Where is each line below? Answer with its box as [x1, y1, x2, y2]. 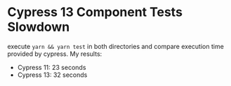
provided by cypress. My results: [7, 50, 103, 58]
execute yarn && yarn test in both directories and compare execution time [7, 42, 225, 50]
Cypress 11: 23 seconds [17, 63, 86, 71]
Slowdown [7, 19, 70, 35]
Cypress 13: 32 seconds [17, 71, 88, 79]
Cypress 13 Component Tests [7, 4, 183, 20]
